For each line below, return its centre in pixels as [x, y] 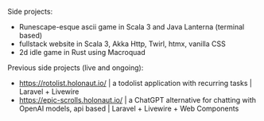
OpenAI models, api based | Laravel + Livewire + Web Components [129, 108]
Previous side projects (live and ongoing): [76, 68]
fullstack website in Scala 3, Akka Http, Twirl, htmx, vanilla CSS [122, 44]
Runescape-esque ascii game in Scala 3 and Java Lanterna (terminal [132, 27]
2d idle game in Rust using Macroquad [82, 52]
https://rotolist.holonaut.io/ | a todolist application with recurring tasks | [135, 83]
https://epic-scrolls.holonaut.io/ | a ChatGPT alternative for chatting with [137, 100]
